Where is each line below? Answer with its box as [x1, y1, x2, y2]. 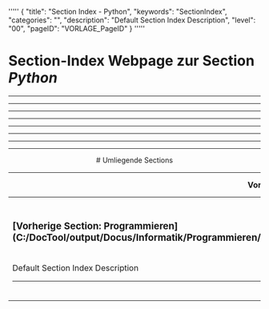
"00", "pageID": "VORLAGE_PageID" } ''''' [8, 24, 146, 33]
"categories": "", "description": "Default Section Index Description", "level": [8, 15, 256, 25]
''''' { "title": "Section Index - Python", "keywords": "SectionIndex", [8, 7, 227, 16]
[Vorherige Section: [12, 220, 102, 233]
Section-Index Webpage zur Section [8, 52, 255, 70]
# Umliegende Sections [95, 155, 174, 165]
